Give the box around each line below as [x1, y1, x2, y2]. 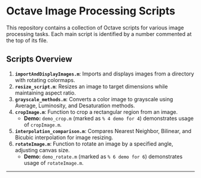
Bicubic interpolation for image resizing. [14, 134, 114, 141]
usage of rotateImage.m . [23, 159, 84, 166]
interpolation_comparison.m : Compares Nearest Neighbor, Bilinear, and [14, 127, 191, 134]
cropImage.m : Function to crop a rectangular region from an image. [14, 108, 178, 115]
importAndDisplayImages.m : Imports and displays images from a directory [14, 70, 194, 77]
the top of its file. [6, 37, 48, 44]
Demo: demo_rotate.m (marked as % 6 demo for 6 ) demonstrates [23, 153, 183, 160]
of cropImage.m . [23, 121, 62, 128]
